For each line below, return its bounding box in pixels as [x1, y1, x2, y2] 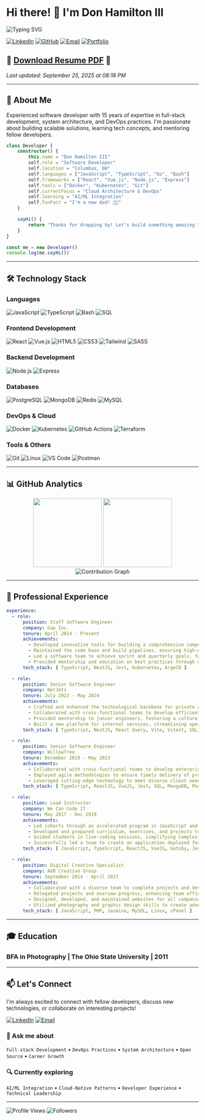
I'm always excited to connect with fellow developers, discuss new [6, 998, 174, 1006]
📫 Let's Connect [6, 979, 72, 989]
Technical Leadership [6, 1090, 62, 1097]
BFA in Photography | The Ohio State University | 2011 [6, 952, 168, 961]
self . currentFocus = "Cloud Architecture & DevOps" [28, 188, 163, 195]
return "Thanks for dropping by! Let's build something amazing [28, 221, 195, 228]
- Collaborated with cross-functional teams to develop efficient [28, 710, 201, 716]
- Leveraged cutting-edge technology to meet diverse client [28, 777, 187, 784]
